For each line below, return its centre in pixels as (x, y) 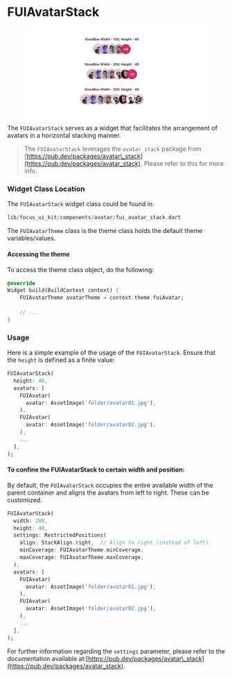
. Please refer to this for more (182, 164)
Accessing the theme (39, 254)
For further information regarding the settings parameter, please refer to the (116, 651)
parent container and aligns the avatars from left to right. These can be (108, 492)
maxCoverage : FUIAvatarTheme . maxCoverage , (82, 558)
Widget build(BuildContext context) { (63, 291)
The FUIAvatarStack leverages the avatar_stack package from (113, 149)
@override (21, 283)
